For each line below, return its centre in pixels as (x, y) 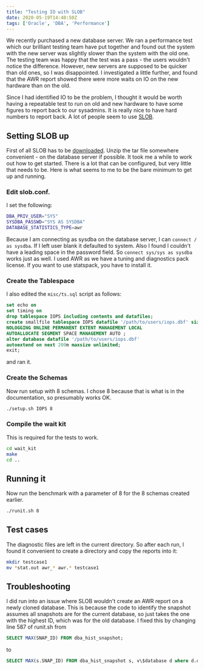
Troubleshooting (39, 587)
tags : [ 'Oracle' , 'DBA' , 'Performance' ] (58, 23)
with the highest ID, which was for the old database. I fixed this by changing (101, 621)
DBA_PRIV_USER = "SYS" (32, 216)
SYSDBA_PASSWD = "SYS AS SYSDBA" (46, 222)
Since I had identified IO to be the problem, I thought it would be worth (94, 97)
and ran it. (19, 362)
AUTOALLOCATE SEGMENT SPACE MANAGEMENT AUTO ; (66, 333)
